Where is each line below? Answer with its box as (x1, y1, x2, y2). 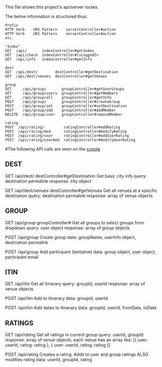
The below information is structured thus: (5, 14, 88, 19)
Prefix (5, 23, 18, 28)
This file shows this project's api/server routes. (5, 4, 99, 10)
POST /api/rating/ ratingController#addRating (5, 125, 120, 130)
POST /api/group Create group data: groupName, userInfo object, (5, 234, 136, 240)
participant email (5, 254, 39, 260)
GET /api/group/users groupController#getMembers (5, 91, 118, 96)
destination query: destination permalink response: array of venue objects (5, 193, 153, 199)
